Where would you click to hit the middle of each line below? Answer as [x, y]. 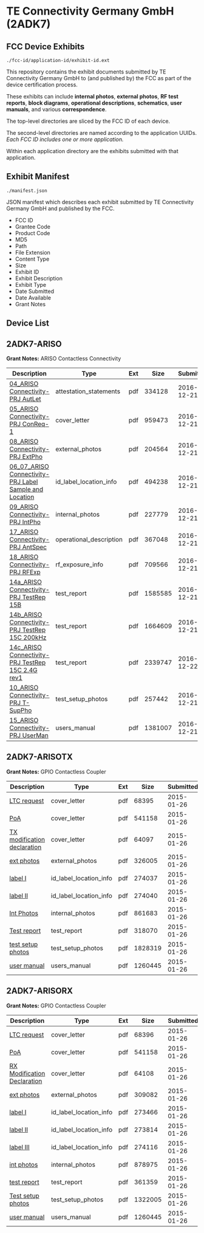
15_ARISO [24, 720]
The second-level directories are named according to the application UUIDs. [102, 133]
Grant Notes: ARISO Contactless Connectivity [64, 359]
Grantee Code [32, 227]
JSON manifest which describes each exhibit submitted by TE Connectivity [100, 202]
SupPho [21, 710]
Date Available [33, 297]
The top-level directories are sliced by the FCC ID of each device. [88, 121]
